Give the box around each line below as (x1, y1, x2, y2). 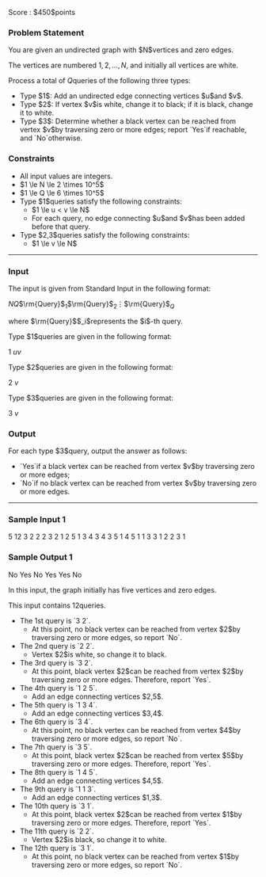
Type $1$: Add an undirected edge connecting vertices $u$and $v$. (19, 91, 244, 101)
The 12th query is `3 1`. (19, 843, 94, 852)
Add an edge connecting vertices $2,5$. (31, 692, 164, 701)
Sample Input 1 (8, 513, 66, 524)
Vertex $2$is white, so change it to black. (31, 650, 168, 659)
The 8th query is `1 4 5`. (19, 767, 97, 776)
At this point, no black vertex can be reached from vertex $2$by (31, 624, 241, 634)
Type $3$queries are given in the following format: (8, 393, 174, 402)
